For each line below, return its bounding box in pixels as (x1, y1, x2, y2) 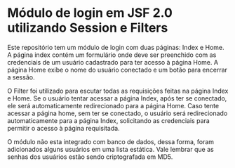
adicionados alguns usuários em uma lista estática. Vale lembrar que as (7, 145, 214, 153)
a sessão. (7, 72, 35, 82)
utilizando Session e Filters (7, 20, 168, 36)
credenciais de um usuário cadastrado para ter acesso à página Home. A (7, 58, 219, 66)
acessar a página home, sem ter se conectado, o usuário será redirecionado (7, 109, 228, 117)
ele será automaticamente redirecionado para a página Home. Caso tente (7, 101, 220, 110)
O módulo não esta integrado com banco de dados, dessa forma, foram (7, 137, 215, 146)
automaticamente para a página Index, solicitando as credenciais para (7, 116, 210, 124)
